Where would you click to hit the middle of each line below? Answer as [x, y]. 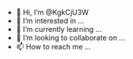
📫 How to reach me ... [53, 47]
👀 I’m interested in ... [50, 21]
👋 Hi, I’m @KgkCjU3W [52, 12]
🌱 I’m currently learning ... [59, 29]
